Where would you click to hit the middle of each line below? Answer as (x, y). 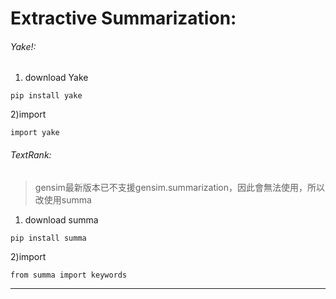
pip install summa (48, 238)
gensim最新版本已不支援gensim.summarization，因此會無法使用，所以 (180, 187)
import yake (35, 133)
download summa (61, 219)
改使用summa (63, 199)
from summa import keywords (69, 275)
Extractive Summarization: (123, 18)
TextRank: (31, 154)
